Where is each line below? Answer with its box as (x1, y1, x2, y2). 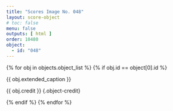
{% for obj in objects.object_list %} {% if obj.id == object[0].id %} (6, 64, 168, 71)
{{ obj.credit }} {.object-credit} (6, 87, 81, 94)
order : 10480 (6, 36, 39, 42)
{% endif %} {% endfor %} (6, 98, 72, 106)
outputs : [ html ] (6, 31, 52, 37)
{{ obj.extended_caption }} (6, 75, 72, 82)
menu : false (6, 25, 36, 32)
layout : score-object (6, 14, 60, 20)
